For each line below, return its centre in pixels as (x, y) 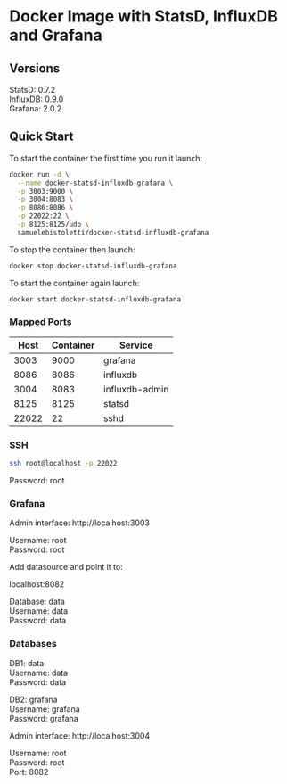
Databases (33, 644)
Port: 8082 (29, 772)
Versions (35, 68)
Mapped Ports (41, 322)
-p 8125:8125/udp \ (53, 225)
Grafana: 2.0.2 (36, 108)
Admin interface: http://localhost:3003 (79, 523)
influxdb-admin (136, 389)
